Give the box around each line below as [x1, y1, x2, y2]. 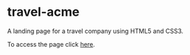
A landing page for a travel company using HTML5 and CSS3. [7, 27, 184, 35]
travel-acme [7, 4, 80, 20]
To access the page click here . [7, 40, 95, 48]
